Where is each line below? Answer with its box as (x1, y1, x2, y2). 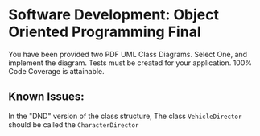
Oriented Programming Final (8, 23, 201, 41)
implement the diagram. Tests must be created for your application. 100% (8, 58, 252, 68)
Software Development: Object (8, 6, 220, 24)
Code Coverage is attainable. (8, 66, 105, 76)
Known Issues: (8, 90, 85, 104)
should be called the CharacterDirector (8, 119, 139, 130)
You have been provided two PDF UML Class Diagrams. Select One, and (8, 49, 248, 59)
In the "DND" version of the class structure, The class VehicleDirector (8, 111, 242, 121)
